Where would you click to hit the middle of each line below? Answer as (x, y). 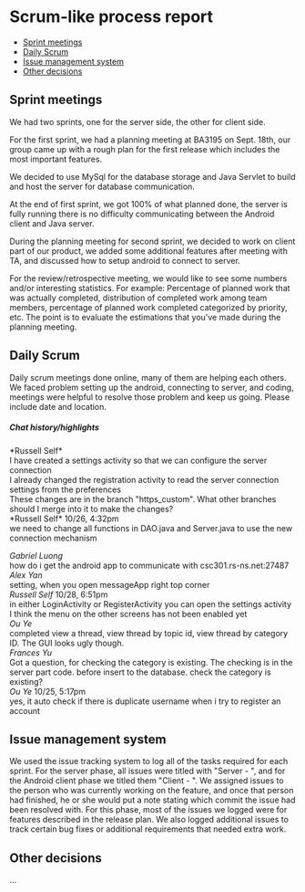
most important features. (56, 159)
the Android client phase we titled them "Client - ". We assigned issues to (147, 781)
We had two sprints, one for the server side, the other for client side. (137, 121)
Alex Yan (26, 575)
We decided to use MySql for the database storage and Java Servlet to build (152, 176)
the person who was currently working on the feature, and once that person (152, 791)
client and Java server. (52, 223)
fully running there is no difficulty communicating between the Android (142, 214)
